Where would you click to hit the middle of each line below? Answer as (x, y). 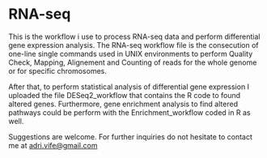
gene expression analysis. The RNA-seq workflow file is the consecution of (133, 45)
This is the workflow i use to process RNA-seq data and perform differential (134, 36)
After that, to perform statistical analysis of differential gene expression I (129, 87)
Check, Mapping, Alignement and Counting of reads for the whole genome (133, 62)
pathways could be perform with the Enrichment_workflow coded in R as (129, 112)
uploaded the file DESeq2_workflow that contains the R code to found (125, 95)
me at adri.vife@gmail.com (53, 145)
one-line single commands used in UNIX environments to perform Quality (131, 53)
